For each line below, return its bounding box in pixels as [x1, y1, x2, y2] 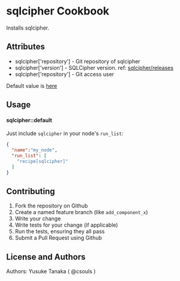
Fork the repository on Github [14, 202, 88, 209]
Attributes [6, 42, 45, 52]
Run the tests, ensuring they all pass [14, 228, 105, 235]
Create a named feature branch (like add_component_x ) [14, 209, 148, 216]
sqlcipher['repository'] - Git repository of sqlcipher [14, 57, 140, 65]
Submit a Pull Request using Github [14, 234, 102, 242]
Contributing [6, 186, 55, 197]
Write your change [14, 215, 61, 223]
